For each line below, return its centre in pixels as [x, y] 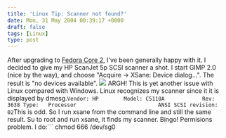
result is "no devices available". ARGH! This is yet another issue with [110, 83]
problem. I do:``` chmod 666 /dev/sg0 [61, 127]
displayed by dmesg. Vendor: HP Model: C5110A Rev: [111, 99]
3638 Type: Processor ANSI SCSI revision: [113, 105]
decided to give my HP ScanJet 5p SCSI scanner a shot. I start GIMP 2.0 [112, 68]
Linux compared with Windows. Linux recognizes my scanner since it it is [113, 91]
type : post [23, 40]
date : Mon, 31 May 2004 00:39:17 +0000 [66, 20]
